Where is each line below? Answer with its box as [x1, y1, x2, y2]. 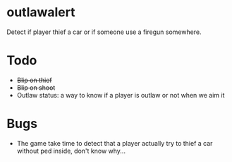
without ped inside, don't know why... [16, 146, 126, 155]
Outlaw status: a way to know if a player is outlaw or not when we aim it [16, 91, 225, 99]
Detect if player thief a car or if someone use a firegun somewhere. [6, 28, 202, 36]
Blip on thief [16, 76, 52, 84]
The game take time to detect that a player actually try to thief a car [16, 139, 213, 147]
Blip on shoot [16, 83, 56, 92]
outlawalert [6, 4, 75, 21]
